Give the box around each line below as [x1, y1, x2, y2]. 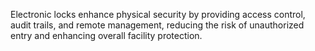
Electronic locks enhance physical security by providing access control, [10, 9, 306, 20]
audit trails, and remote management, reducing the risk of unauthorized [10, 19, 305, 31]
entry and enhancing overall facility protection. [10, 30, 203, 41]
